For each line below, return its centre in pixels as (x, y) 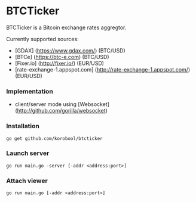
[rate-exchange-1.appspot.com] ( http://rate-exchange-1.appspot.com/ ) (102, 69)
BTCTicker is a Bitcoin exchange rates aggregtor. (66, 27)
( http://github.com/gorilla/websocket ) (61, 111)
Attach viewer (27, 181)
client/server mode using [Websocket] (62, 104)
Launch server (28, 153)
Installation (23, 126)
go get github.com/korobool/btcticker (54, 138)
